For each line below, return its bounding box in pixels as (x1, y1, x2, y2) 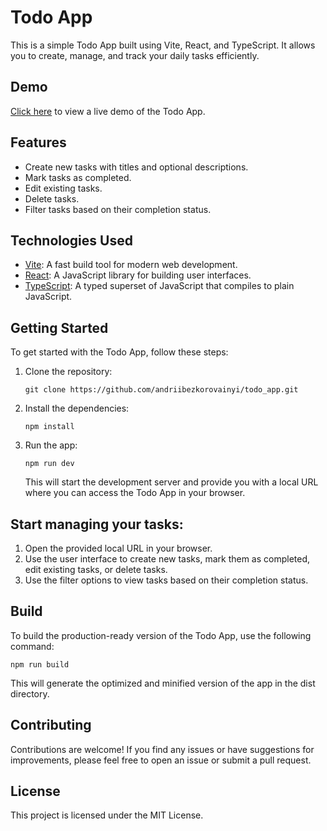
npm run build (10, 659, 70, 670)
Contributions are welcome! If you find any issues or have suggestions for (10, 743, 315, 755)
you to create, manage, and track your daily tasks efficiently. (10, 49, 260, 61)
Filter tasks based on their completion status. (24, 203, 212, 215)
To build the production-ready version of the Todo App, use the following (10, 629, 312, 641)
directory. (10, 687, 50, 700)
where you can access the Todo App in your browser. (24, 487, 246, 499)
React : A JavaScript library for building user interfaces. (24, 269, 252, 281)
